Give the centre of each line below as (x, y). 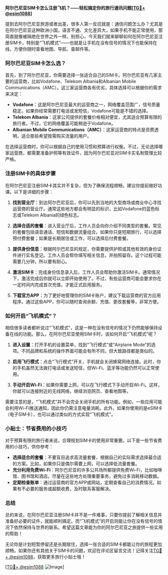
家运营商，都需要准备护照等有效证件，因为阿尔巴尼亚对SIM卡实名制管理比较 (84, 153)
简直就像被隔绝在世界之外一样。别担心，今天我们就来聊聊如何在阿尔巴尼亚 (82, 36)
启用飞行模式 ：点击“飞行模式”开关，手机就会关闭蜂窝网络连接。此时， (84, 362)
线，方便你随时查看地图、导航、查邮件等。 (49, 49)
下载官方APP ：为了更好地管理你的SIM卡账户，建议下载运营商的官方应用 (86, 295)
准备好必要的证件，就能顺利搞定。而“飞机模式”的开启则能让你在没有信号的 (82, 521)
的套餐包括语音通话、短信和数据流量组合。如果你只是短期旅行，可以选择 (87, 232)
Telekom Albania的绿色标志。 (51, 215)
